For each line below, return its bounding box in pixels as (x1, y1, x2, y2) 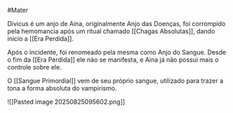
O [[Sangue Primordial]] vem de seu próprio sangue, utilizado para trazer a (7, 77, 223, 85)
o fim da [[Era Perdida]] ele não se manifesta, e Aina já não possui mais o (7, 55, 219, 64)
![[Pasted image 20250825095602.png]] (7, 98, 125, 106)
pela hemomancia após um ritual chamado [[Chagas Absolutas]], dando (7, 27, 215, 35)
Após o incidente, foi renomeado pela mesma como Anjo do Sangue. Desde (7, 48, 227, 56)
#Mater (7, 6, 29, 14)
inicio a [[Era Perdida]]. (7, 34, 74, 43)
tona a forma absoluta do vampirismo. (7, 84, 117, 92)
